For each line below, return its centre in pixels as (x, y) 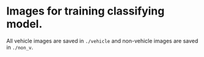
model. (24, 24)
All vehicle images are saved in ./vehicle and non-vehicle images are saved (102, 41)
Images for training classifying (86, 11)
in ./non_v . (20, 47)
